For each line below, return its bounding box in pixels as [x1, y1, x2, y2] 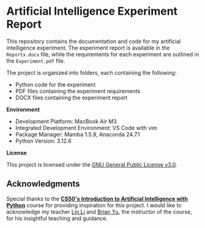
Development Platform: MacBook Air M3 [15, 118, 117, 125]
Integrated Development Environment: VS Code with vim [15, 124, 158, 131]
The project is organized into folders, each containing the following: [6, 69, 177, 76]
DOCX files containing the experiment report [15, 94, 128, 101]
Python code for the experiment [15, 81, 96, 88]
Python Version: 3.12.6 [15, 137, 72, 145]
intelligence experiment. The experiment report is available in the [6, 44, 170, 51]
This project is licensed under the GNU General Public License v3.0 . [6, 161, 177, 168]
